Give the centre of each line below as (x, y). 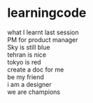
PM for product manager (43, 39)
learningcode (47, 13)
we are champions (34, 92)
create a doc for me (36, 69)
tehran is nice (27, 55)
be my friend (26, 77)
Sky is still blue (29, 47)
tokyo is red (24, 62)
